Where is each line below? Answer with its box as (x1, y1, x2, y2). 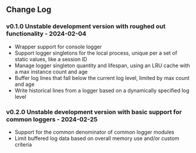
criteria (14, 141, 32, 148)
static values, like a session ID (14, 55, 87, 62)
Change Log (6, 5, 52, 15)
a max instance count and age (14, 68, 88, 75)
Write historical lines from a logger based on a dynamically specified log (14, 87, 190, 94)
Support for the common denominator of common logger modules (14, 128, 175, 135)
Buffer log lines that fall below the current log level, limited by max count (14, 74, 190, 81)
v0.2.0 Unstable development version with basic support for (6, 108, 182, 116)
